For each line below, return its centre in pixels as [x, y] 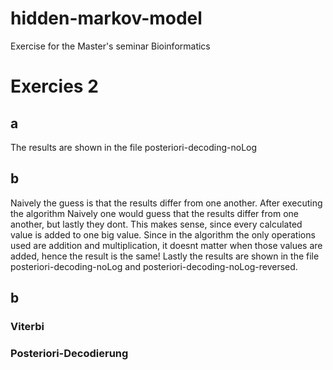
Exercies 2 [54, 86]
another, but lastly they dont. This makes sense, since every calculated [156, 224]
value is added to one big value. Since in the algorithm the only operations [163, 234]
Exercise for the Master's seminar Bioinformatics [110, 46]
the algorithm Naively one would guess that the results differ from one [154, 213]
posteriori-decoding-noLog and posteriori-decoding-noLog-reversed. [154, 266]
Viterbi [27, 327]
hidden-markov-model [106, 18]
